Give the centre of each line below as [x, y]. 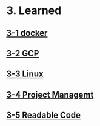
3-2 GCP [23, 53]
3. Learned [34, 11]
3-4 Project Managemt [50, 94]
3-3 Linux [25, 74]
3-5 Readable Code [43, 115]
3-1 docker [27, 33]
